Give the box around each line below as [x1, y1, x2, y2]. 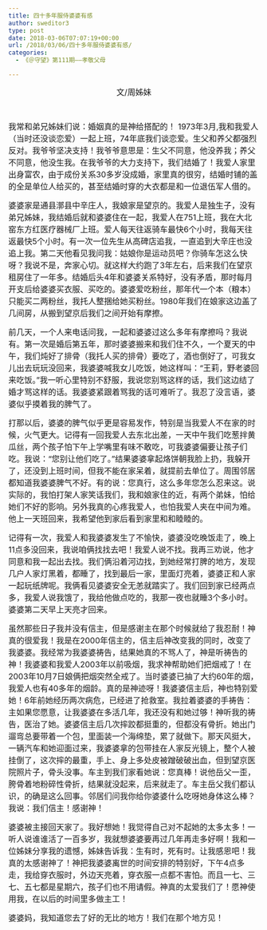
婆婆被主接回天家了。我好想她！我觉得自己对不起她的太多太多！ [8, 821, 249, 833]
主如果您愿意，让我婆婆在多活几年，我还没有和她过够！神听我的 [8, 706, 249, 718]
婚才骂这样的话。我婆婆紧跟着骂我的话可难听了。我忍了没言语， [8, 386, 249, 398]
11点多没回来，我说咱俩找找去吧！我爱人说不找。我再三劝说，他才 [8, 544, 255, 555]
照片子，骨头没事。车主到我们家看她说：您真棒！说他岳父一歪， [16, 766, 257, 778]
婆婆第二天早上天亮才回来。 [8, 604, 113, 615]
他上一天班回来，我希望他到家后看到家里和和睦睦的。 [8, 512, 209, 524]
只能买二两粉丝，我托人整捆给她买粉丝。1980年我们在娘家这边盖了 [8, 295, 258, 307]
